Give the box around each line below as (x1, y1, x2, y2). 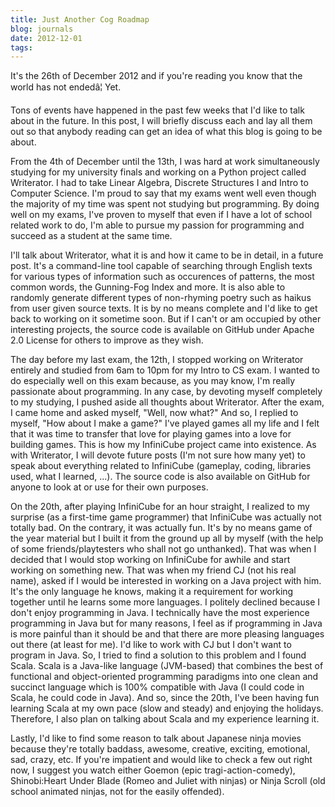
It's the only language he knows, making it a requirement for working (10, 586, 294, 598)
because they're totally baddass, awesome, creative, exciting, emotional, (10, 743, 311, 755)
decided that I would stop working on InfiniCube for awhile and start (10, 554, 291, 566)
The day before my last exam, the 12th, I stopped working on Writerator (10, 354, 304, 366)
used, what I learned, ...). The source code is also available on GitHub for (10, 471, 311, 483)
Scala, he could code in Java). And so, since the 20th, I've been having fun (10, 692, 320, 704)
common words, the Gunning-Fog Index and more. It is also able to (10, 281, 286, 293)
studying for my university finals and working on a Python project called (10, 166, 307, 178)
